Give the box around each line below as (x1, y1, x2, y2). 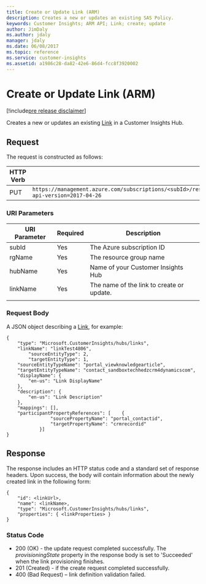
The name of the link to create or (90, 280, 184, 289)
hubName (9, 267, 38, 275)
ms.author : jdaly (6, 32, 51, 38)
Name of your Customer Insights (90, 262, 184, 271)
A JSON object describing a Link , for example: (6, 323, 123, 330)
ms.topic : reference (6, 49, 59, 55)
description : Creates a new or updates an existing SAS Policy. (6, 15, 174, 21)
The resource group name (90, 253, 165, 261)
